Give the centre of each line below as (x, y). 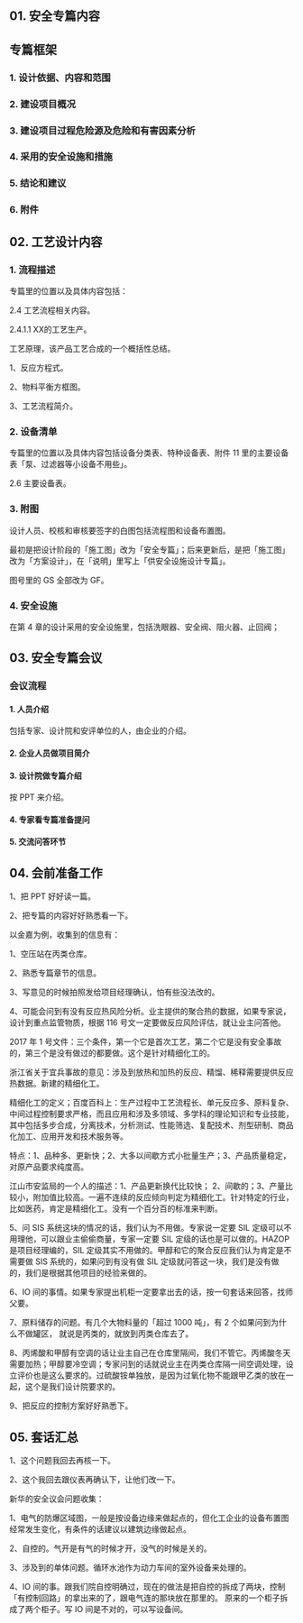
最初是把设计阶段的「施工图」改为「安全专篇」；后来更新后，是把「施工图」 (150, 549)
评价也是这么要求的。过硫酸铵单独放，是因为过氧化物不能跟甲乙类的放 (147, 1375)
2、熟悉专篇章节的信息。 (55, 973)
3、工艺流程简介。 (44, 406)
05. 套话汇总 (44, 1437)
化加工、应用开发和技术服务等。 (69, 1137)
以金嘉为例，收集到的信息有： (64, 935)
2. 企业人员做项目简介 (50, 753)
